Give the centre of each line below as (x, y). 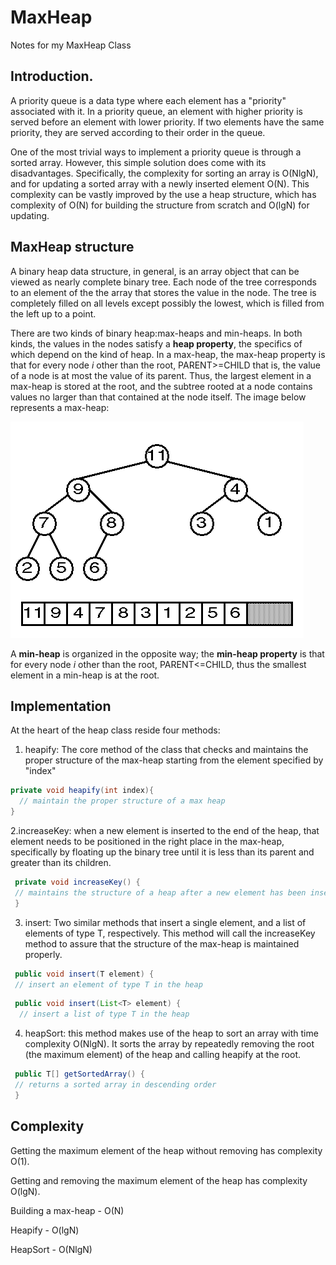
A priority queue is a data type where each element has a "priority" (148, 100)
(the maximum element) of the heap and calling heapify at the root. (162, 1055)
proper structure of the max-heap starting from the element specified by (174, 760)
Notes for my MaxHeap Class (71, 45)
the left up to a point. (53, 313)
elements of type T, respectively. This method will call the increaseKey (170, 933)
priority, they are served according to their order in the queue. (138, 132)
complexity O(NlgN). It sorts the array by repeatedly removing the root (169, 1044)
